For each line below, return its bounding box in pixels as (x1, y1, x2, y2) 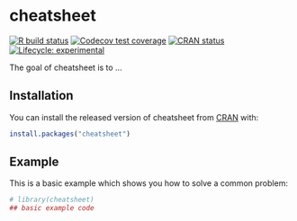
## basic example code (9, 204, 94, 213)
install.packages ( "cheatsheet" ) (9, 129, 130, 138)
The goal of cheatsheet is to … (9, 62, 123, 73)
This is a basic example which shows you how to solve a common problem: (9, 178, 288, 189)
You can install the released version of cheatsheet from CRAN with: (9, 111, 259, 122)
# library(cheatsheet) (9, 195, 94, 205)
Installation (9, 88, 74, 103)
